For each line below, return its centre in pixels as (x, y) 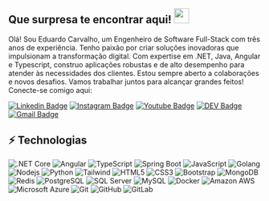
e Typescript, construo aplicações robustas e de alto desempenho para (126, 64)
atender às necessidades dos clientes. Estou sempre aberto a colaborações (134, 73)
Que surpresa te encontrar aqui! (90, 20)
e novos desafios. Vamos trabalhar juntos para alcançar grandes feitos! (126, 82)
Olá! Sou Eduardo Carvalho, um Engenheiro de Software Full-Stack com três (134, 39)
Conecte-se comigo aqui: (50, 90)
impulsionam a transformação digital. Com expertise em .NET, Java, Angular (134, 56)
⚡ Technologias (48, 141)
